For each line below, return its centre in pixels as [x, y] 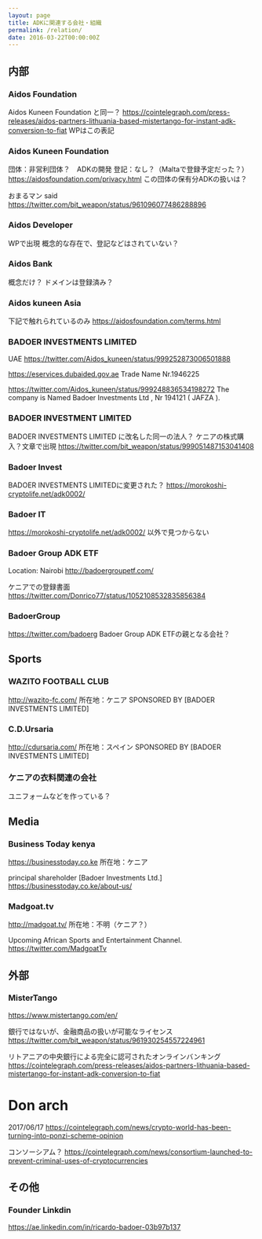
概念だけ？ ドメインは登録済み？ [61, 282]
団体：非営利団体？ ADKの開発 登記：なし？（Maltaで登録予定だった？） [128, 169]
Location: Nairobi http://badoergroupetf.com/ [81, 570]
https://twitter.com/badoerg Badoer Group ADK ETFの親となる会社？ [119, 634]
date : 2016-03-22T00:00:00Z [54, 37]
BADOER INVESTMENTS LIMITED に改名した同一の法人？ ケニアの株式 [123, 436]
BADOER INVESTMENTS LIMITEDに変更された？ [86, 485]
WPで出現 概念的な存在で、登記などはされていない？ [93, 243]
